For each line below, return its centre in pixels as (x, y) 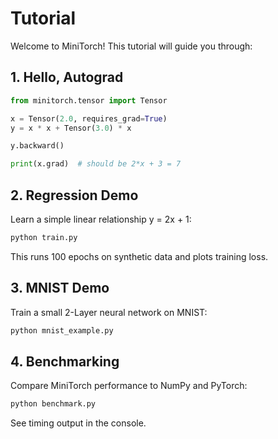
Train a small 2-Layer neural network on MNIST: (109, 312)
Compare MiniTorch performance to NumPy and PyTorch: (129, 386)
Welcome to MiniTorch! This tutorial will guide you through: (131, 46)
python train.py (44, 237)
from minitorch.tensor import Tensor (89, 100)
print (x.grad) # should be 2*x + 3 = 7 (96, 164)
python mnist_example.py (62, 330)
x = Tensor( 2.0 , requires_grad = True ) (89, 118)
